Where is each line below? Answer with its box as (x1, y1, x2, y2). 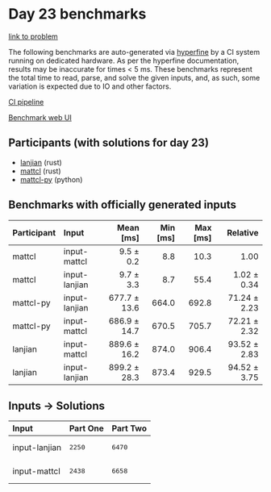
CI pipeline (8, 97, 44, 106)
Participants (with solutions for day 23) (8, 136, 210, 150)
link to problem (8, 31, 58, 41)
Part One (69, 423, 104, 434)
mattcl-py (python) (19, 174, 83, 184)
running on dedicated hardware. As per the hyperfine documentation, (8, 56, 240, 65)
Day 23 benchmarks (8, 5, 147, 23)
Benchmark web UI (8, 112, 73, 122)
